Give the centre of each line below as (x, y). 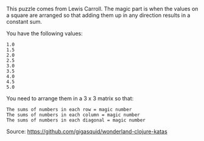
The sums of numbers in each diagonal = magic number (76, 120)
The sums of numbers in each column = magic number (73, 115)
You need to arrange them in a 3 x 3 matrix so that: (70, 98)
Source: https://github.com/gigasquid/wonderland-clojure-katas (87, 131)
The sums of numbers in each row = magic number (69, 109)
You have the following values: (45, 33)
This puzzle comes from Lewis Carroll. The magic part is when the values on (102, 9)
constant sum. (24, 22)
